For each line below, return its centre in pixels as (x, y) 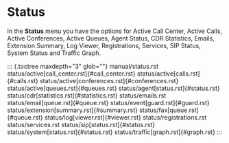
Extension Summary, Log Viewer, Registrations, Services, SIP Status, (104, 45)
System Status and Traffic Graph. (54, 53)
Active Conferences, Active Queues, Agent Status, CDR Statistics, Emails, (111, 38)
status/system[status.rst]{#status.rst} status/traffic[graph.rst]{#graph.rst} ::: (115, 132)
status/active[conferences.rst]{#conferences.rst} (109, 80)
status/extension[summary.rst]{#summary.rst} (73, 110)
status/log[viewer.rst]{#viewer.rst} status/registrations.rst (125, 117)
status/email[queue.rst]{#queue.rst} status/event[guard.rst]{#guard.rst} (109, 102)
